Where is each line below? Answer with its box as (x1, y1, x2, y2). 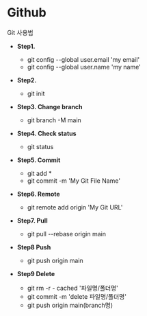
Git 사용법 (7, 28, 34, 36)
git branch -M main (27, 115, 82, 124)
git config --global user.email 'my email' (27, 55, 140, 63)
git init (27, 89, 45, 98)
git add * (27, 169, 53, 177)
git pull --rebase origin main (27, 229, 106, 238)
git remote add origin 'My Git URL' (27, 203, 123, 211)
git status (27, 142, 54, 150)
